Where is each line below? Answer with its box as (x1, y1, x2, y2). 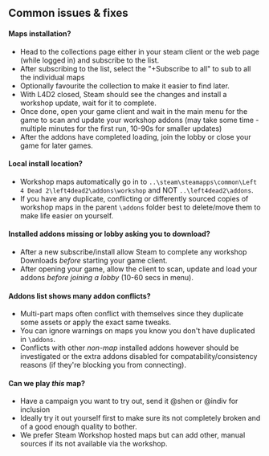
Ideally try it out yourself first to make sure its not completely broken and (19, 413, 261, 423)
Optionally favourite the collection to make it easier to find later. (19, 80, 230, 91)
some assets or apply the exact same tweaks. (19, 317, 172, 328)
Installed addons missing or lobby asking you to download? (8, 229, 210, 239)
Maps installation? (8, 28, 71, 39)
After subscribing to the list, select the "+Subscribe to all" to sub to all (19, 63, 251, 73)
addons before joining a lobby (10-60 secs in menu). (19, 273, 194, 282)
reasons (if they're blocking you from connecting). (19, 360, 187, 370)
